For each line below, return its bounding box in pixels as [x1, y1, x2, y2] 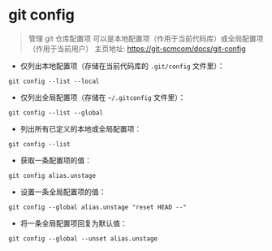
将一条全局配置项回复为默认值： [19, 218, 127, 228]
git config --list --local [8, 77, 100, 85]
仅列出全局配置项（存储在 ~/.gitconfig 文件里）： [19, 92, 186, 102]
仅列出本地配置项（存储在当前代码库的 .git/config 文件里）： [19, 61, 225, 71]
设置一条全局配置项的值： [19, 187, 106, 197]
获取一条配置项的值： [19, 155, 92, 165]
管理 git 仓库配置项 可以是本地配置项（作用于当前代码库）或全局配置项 [28, 33, 264, 43]
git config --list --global [8, 108, 104, 117]
